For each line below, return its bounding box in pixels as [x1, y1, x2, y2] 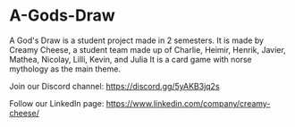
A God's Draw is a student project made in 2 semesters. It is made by [9, 35, 265, 46]
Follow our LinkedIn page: [9, 97, 105, 108]
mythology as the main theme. [9, 63, 121, 74]
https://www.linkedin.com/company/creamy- [105, 97, 271, 108]
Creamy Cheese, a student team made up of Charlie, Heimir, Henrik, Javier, [9, 44, 286, 55]
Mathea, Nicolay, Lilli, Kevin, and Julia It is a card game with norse [9, 54, 252, 64]
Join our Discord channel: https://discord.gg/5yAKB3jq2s [9, 80, 221, 91]
